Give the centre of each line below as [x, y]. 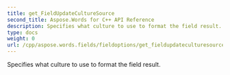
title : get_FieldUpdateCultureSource [61, 13]
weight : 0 [21, 39]
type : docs [23, 32]
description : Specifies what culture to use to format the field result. [115, 26]
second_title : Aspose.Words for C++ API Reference [81, 20]
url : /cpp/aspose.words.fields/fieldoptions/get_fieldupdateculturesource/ [117, 45]
